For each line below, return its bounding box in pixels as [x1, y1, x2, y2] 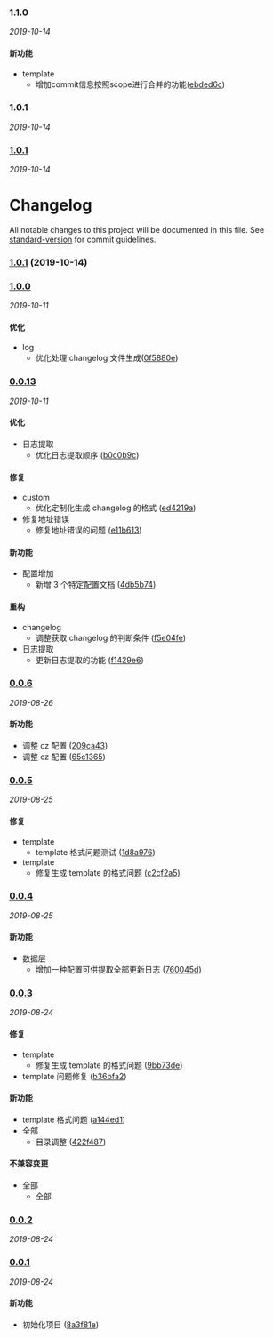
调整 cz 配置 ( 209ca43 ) [21, 741, 108, 751]
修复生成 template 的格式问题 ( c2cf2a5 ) [35, 867, 181, 877]
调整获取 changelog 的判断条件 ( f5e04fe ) [35, 632, 187, 643]
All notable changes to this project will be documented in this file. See [9, 225, 265, 236]
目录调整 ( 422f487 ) [35, 1136, 107, 1147]
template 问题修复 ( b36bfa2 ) [21, 1070, 127, 1081]
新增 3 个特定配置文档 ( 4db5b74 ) [35, 580, 157, 590]
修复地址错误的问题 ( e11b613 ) [35, 525, 142, 535]
